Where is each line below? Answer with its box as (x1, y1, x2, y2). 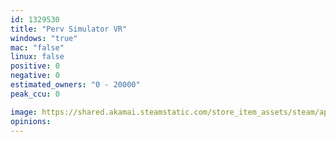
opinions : (10, 116, 52, 126)
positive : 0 (10, 61, 60, 71)
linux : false (10, 52, 65, 62)
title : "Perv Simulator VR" (10, 24, 128, 34)
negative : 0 (10, 71, 60, 81)
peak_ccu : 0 (10, 89, 60, 99)
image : (10, 107, 38, 117)
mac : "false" (10, 42, 65, 53)
